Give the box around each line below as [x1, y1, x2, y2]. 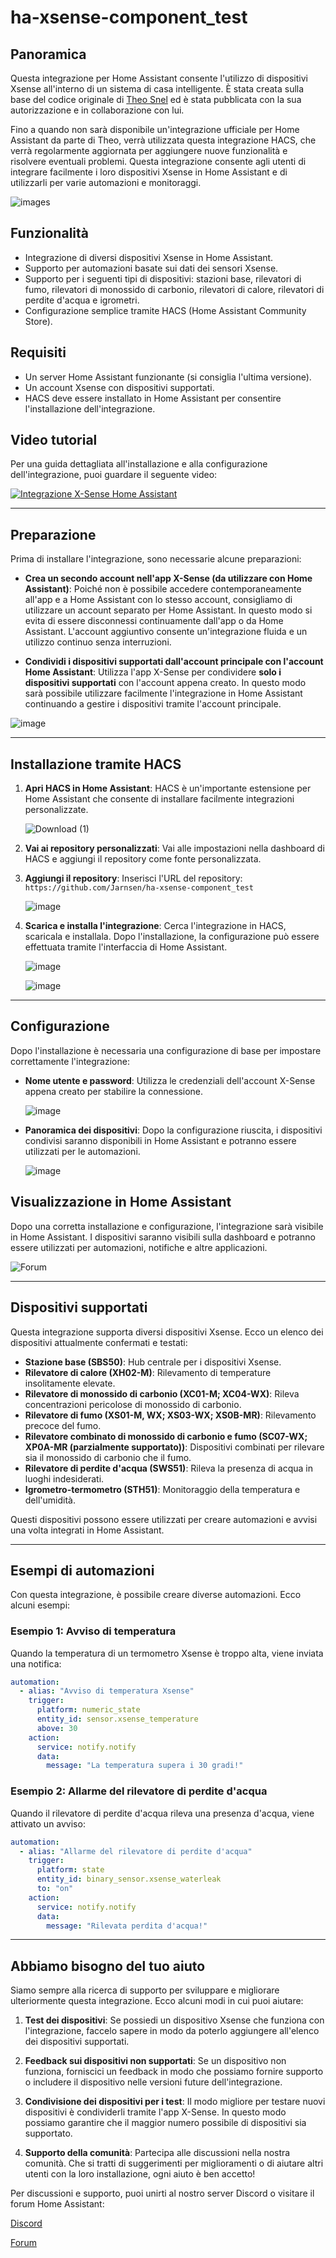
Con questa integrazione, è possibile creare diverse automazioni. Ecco [10, 1589, 302, 1601]
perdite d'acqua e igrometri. [24, 294, 140, 306]
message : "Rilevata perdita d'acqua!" [46, 1921, 208, 1931]
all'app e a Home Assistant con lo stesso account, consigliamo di [24, 594, 293, 606]
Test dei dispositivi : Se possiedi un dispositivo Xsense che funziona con [24, 2014, 325, 2026]
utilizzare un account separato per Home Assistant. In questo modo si [24, 604, 313, 616]
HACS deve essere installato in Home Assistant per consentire [24, 392, 282, 404]
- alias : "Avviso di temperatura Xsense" [19, 1686, 195, 1696]
